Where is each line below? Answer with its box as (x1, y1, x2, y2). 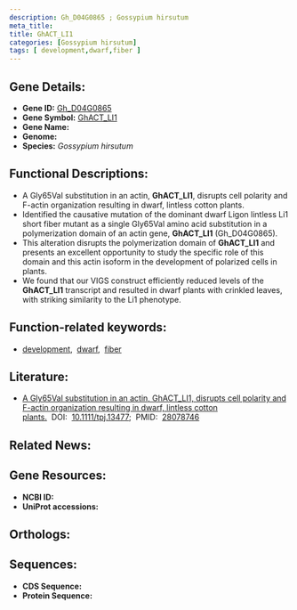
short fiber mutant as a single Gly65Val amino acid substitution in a (21, 218, 268, 229)
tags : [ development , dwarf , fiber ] (9, 46, 141, 55)
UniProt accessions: (21, 500, 100, 512)
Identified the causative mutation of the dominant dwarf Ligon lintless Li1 (21, 208, 289, 219)
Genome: (21, 131, 58, 142)
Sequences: (9, 557, 77, 573)
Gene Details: (9, 79, 86, 94)
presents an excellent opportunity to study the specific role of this (21, 247, 264, 257)
